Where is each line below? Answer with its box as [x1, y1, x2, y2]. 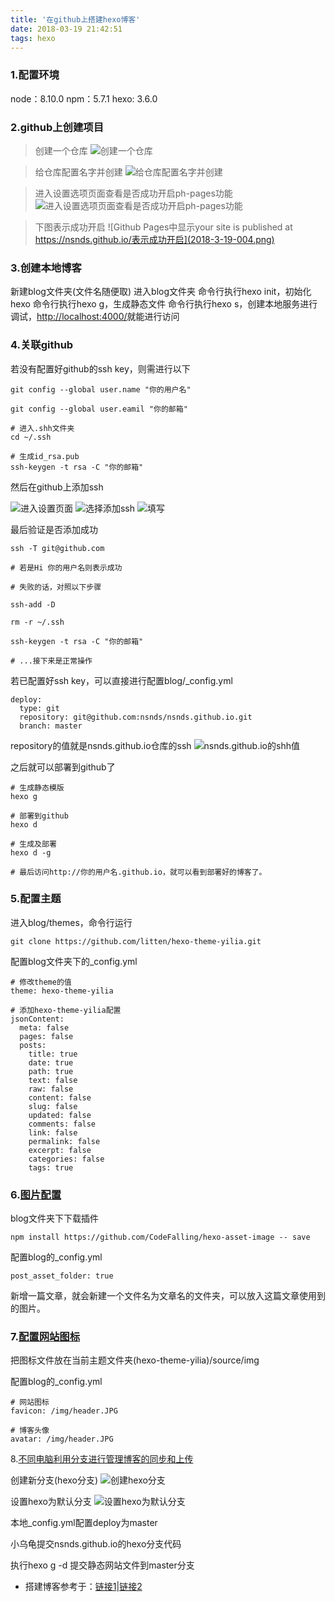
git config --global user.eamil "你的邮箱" [10, 404, 188, 414]
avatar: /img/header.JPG [10, 1434, 114, 1445]
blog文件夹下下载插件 [10, 1212, 99, 1225]
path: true [28, 1066, 74, 1076]
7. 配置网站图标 [10, 1330, 81, 1344]
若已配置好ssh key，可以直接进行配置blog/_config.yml [10, 674, 233, 686]
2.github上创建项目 [10, 120, 105, 134]
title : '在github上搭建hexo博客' [10, 14, 141, 25]
